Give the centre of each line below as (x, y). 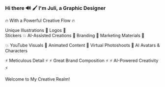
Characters (16, 51)
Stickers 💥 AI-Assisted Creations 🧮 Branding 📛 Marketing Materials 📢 (75, 36)
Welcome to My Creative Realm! (38, 79)
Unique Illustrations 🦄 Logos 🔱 (36, 30)
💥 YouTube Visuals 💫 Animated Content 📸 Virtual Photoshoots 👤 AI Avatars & (82, 45)
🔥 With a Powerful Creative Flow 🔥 (40, 21)
